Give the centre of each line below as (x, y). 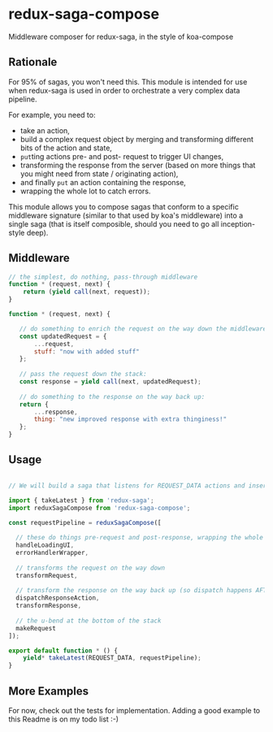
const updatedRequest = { (63, 336)
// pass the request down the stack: (83, 375)
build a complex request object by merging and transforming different (136, 139)
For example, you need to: (52, 115)
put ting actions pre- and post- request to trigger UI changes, (122, 156)
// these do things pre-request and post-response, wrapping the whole (140, 538)
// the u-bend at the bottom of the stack (89, 621)
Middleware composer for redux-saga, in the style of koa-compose (121, 37)
